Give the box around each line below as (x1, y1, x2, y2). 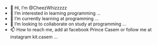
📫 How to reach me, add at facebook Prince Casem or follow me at (10, 27, 152, 32)
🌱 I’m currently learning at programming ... (10, 16, 99, 21)
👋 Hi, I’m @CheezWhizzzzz (10, 5, 68, 11)
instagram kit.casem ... (10, 34, 58, 40)
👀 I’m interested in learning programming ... (10, 10, 101, 16)
